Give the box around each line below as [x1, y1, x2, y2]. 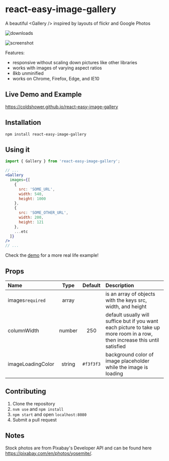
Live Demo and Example [5, 90, 82, 99]
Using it [5, 145, 30, 154]
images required [8, 297, 46, 304]
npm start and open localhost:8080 [12, 411, 87, 418]
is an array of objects [105, 290, 155, 297]
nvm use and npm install [12, 406, 64, 412]
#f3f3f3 [82, 361, 101, 367]
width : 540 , [18, 191, 44, 197]
